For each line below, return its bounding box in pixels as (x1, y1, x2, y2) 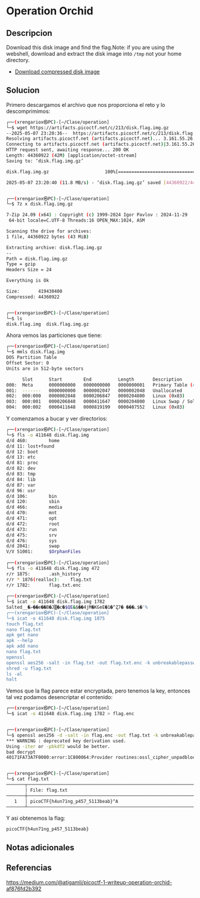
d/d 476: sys (6, 538, 58, 544)
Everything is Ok (6, 278, 49, 284)
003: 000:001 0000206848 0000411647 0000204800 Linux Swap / (6, 399, 185, 404)
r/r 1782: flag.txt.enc (6, 582, 82, 588)
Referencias (6, 863, 52, 873)
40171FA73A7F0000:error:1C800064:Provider (6, 755, 113, 761)
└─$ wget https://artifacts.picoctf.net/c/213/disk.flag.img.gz (6, 124, 169, 131)
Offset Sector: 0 (6, 360, 49, 366)
